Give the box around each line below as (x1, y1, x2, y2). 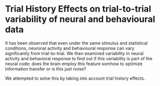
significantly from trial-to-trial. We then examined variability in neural (5, 50, 144, 56)
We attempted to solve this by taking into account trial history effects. (5, 75, 145, 81)
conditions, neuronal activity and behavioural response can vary (5, 45, 135, 51)
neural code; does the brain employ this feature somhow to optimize (5, 61, 143, 67)
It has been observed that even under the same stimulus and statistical (5, 40, 148, 46)
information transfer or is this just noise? (5, 66, 87, 71)
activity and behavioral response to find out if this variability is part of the (5, 55, 153, 61)
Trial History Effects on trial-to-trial (5, 3, 152, 15)
